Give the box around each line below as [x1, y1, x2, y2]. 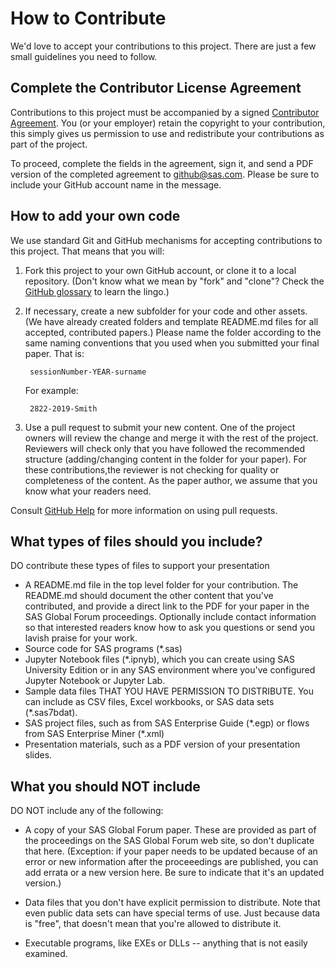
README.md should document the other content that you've [24, 590, 274, 602]
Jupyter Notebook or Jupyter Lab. [24, 675, 166, 687]
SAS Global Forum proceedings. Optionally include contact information [24, 611, 317, 623]
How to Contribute [10, 7, 167, 30]
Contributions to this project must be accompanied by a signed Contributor [10, 106, 320, 118]
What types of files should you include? [10, 533, 263, 550]
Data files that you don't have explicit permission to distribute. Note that [24, 897, 321, 909]
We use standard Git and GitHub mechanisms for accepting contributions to [10, 234, 323, 246]
